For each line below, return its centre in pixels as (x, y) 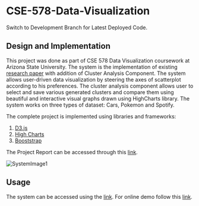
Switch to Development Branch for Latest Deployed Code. (77, 27)
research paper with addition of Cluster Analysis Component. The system (96, 73)
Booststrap (28, 141)
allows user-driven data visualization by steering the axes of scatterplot (94, 79)
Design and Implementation (59, 46)
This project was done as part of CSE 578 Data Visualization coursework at (98, 60)
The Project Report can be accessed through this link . (72, 152)
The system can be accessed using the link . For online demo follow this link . (99, 196)
